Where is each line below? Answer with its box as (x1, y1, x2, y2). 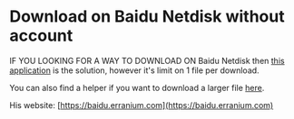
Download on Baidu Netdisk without (9, 6, 285, 27)
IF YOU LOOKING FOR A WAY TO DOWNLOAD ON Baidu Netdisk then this (9, 55, 285, 66)
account (9, 25, 73, 46)
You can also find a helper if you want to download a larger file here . (9, 82, 265, 93)
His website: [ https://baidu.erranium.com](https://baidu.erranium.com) (9, 99, 274, 110)
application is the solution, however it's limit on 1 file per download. (9, 65, 260, 76)
